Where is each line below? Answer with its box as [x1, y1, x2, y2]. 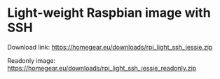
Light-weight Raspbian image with [7, 5, 212, 21]
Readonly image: [7, 56, 56, 64]
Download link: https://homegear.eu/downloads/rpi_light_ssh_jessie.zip [7, 43, 213, 51]
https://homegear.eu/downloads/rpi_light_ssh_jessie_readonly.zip [7, 64, 197, 72]
